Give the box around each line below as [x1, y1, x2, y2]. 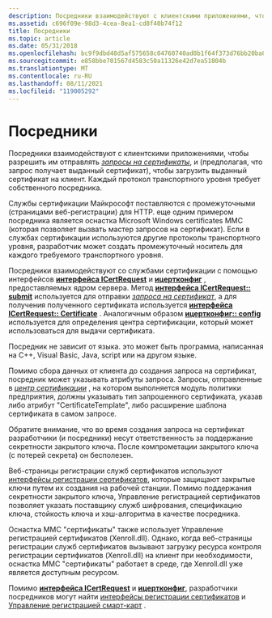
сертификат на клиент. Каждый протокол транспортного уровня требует [8, 175, 261, 184]
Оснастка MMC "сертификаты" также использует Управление [8, 525, 224, 535]
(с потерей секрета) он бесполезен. [8, 451, 134, 460]
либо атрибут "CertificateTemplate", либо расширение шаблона [8, 400, 227, 410]
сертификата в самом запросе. [8, 409, 117, 419]
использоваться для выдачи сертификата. [8, 326, 155, 336]
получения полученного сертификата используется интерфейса [8, 300, 233, 310]
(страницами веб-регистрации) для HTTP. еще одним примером [8, 207, 234, 217]
